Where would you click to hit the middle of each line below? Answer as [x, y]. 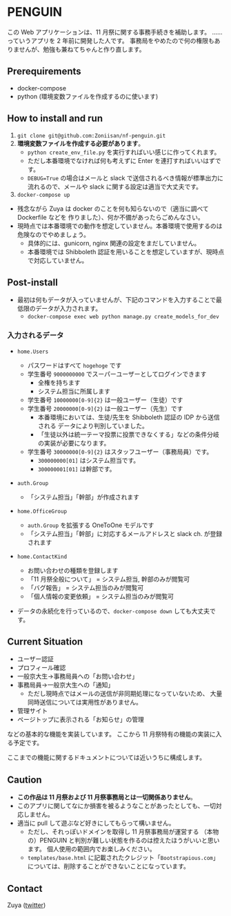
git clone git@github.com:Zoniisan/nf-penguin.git [91, 135]
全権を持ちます [59, 382]
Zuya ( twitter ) [27, 905]
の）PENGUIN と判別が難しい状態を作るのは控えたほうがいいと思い [123, 841]
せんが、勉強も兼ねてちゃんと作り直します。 [82, 49]
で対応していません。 [58, 260]
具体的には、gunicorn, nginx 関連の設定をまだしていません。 [114, 243]
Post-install [33, 282]
